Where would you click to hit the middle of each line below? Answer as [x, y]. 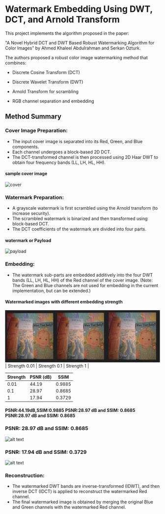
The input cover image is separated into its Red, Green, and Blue [77, 141]
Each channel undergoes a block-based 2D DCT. [62, 152]
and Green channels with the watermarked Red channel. [69, 507]
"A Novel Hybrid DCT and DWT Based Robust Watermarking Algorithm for [80, 42]
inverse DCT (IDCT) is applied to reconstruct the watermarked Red [80, 491]
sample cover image [26, 174]
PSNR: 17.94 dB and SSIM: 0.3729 [46, 452]
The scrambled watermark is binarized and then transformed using [80, 219]
